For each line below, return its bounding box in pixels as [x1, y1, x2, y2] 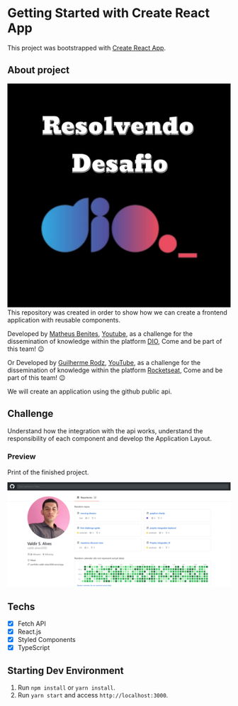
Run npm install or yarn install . [17, 683, 115, 692]
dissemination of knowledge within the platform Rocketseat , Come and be [7, 366, 223, 374]
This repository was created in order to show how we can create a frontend [7, 308, 228, 317]
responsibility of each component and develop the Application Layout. [7, 434, 212, 442]
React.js [17, 627, 42, 636]
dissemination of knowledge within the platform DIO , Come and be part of [7, 337, 222, 345]
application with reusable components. [7, 315, 120, 324]
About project [7, 64, 69, 76]
